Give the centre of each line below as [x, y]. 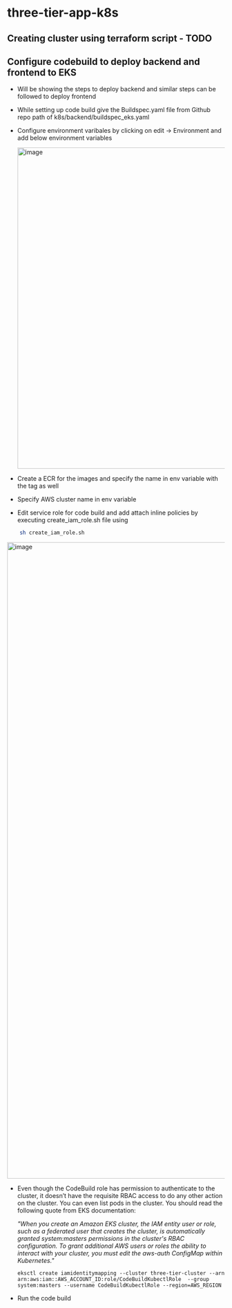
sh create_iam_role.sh [52, 533]
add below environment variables [65, 138]
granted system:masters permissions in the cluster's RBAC [101, 1239]
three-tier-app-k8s [63, 13]
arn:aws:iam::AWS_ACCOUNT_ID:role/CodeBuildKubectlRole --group [113, 1280]
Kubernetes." [36, 1261]
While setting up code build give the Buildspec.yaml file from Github [114, 110]
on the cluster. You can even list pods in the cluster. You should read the [120, 1203]
